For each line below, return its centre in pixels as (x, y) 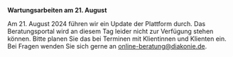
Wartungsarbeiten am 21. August (57, 10)
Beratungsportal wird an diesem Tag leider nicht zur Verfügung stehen (110, 31)
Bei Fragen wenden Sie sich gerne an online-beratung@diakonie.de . (107, 46)
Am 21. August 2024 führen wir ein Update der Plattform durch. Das (107, 24)
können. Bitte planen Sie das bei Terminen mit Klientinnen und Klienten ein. (117, 39)
